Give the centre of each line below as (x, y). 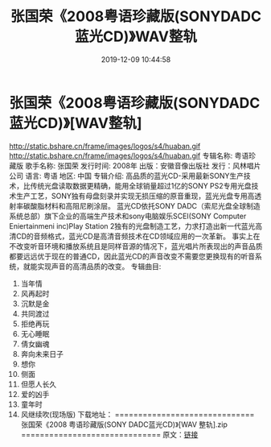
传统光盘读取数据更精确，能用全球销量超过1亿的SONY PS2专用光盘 (141, 185)
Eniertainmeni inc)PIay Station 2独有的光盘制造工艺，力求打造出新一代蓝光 (132, 226)
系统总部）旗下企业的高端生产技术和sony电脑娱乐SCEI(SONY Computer (128, 216)
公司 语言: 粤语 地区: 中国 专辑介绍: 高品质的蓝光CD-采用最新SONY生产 (127, 176)
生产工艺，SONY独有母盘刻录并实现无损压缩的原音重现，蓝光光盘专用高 (135, 196)
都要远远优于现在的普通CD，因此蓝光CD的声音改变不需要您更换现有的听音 (132, 256)
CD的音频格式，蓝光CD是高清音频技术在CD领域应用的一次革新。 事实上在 (138, 236)
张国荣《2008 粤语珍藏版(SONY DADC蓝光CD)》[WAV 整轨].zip (124, 424)
